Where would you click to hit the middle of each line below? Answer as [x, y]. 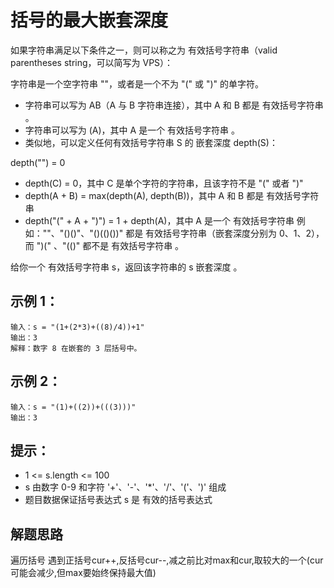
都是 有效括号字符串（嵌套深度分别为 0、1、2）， [225, 233]
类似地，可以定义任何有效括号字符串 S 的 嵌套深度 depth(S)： [151, 142]
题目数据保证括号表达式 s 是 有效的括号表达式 [118, 500]
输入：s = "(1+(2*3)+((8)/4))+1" [77, 327]
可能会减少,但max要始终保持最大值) [83, 573]
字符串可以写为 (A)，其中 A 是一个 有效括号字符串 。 [132, 130]
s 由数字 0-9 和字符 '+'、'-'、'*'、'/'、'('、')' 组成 [125, 487]
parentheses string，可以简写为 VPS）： [92, 62]
